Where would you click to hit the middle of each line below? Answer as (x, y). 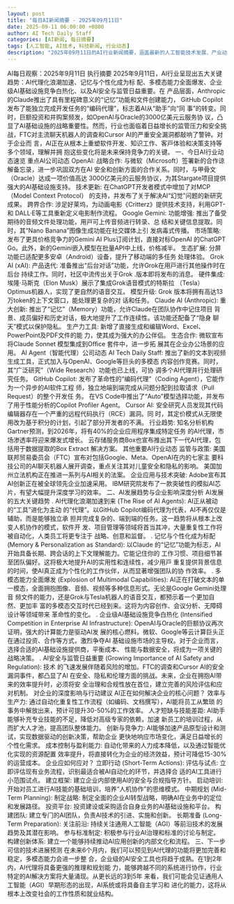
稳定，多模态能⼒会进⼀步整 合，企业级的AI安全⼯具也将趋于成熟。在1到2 (112, 859)
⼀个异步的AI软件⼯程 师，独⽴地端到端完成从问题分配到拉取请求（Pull (114, 387)
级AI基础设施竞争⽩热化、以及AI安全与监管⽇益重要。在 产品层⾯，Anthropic (116, 91)
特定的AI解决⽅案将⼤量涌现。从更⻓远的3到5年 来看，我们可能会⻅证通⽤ (112, 876)
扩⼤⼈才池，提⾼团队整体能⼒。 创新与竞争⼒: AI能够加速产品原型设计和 (116, 727)
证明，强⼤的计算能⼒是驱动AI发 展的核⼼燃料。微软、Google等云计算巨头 (113, 632)
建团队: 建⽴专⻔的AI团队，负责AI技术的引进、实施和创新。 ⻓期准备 (104, 815)
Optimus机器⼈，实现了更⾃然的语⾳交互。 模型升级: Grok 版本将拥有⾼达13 (115, 291)
